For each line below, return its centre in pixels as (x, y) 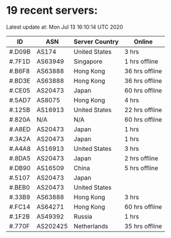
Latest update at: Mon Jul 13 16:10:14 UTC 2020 (65, 27)
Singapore (88, 61)
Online (143, 41)
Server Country (96, 41)
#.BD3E (20, 81)
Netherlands (91, 226)
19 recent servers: (52, 10)
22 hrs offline (143, 110)
